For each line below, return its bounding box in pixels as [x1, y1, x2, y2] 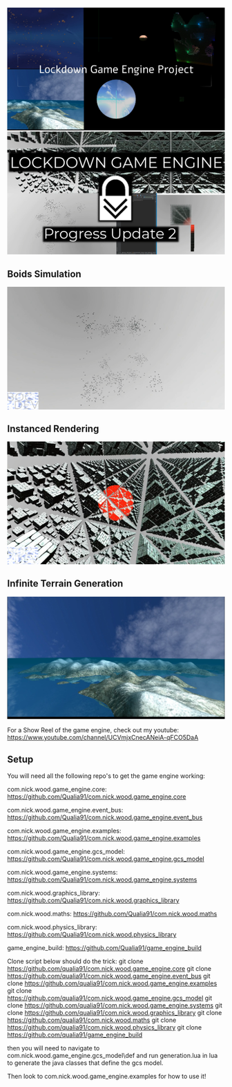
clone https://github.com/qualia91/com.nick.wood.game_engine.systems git [7, 1001, 223, 1010]
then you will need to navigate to [7, 1044, 100, 1052]
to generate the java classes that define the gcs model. [7, 1059, 164, 1067]
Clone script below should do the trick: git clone [7, 957, 144, 965]
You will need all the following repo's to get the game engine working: [7, 772, 206, 780]
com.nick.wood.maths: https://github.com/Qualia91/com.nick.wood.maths [7, 910, 217, 918]
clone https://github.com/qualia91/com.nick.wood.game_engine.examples [7, 979, 217, 987]
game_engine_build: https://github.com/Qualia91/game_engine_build [7, 944, 202, 951]
